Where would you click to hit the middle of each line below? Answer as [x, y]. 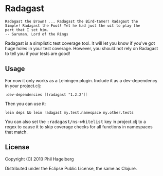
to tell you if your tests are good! [38, 53]
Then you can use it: [26, 104]
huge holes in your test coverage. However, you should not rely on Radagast [81, 48]
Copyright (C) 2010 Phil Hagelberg [39, 159]
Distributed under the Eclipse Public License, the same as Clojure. [71, 168]
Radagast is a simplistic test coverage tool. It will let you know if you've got [80, 43]
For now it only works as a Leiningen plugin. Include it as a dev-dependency [81, 80]
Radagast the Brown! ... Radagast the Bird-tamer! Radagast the [72, 21]
